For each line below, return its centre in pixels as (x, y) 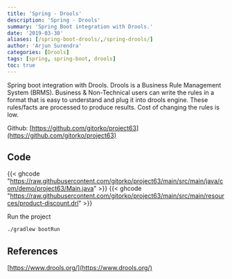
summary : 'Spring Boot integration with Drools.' (80, 26)
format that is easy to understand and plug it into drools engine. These (108, 100)
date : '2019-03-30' (35, 33)
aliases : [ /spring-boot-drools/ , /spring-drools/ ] (80, 40)
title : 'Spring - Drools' (44, 14)
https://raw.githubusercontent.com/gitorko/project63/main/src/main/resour (117, 196)
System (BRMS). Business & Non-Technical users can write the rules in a (111, 92)
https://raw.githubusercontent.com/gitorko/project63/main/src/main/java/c (117, 181)
